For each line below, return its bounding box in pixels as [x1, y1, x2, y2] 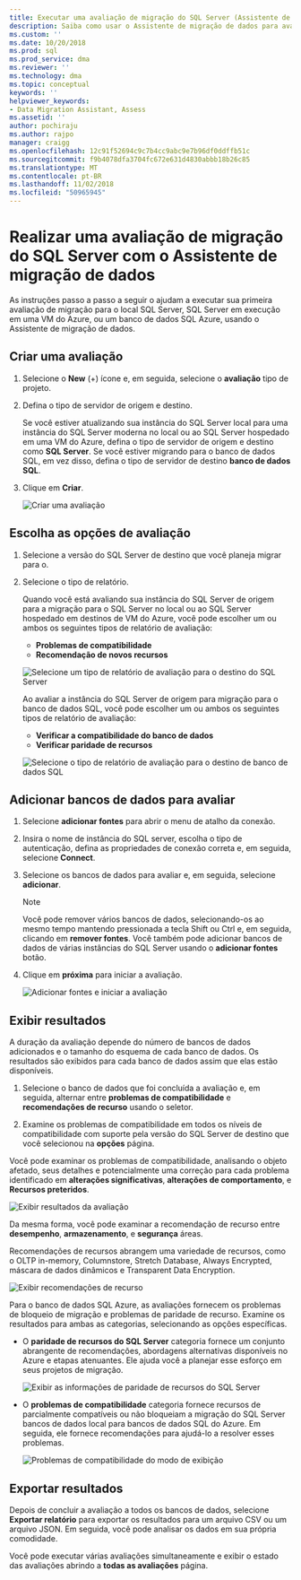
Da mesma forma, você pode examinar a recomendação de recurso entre [9, 1219, 280, 1229]
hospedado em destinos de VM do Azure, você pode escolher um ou [21, 612, 277, 623]
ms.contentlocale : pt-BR [9, 171, 102, 180]
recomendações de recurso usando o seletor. [21, 1102, 194, 1113]
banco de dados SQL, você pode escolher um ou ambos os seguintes [21, 703, 279, 714]
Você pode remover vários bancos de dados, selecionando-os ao [21, 914, 264, 925]
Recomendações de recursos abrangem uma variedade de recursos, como [9, 1246, 287, 1256]
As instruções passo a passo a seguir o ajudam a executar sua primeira [9, 294, 273, 305]
